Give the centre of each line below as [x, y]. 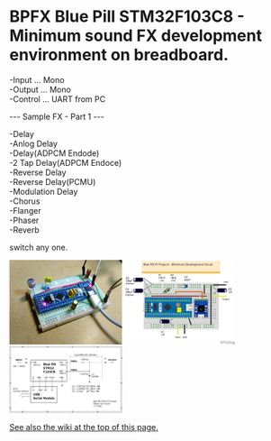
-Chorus [25, 201]
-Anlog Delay [34, 143]
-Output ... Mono [41, 89]
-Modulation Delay [44, 191]
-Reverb [24, 230]
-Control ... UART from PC [58, 99]
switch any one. [39, 247]
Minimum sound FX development [136, 36]
